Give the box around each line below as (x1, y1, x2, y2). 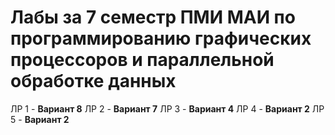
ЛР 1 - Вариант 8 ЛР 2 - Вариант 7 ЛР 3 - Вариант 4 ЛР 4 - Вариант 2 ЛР (10, 102, 325, 115)
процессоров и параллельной (10, 49, 275, 71)
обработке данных (10, 70, 177, 93)
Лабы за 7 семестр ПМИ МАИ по (10, 6, 296, 29)
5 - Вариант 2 (10, 113, 70, 125)
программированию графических (10, 27, 312, 50)
